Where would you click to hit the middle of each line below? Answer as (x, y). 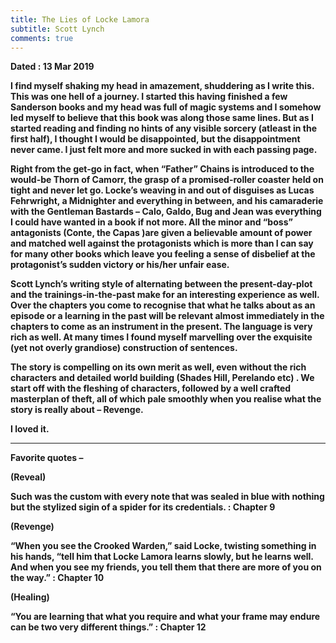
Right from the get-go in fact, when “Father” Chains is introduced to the (162, 169)
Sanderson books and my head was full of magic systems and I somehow (166, 107)
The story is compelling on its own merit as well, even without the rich (158, 367)
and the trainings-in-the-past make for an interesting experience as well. (165, 295)
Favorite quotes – (47, 458)
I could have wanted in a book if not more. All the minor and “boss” (151, 222)
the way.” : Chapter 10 (57, 578)
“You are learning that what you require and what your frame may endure (165, 617)
